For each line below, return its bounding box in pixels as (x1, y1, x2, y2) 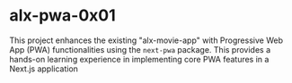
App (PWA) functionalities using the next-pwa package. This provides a (9, 44, 271, 54)
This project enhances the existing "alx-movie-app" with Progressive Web (9, 35, 283, 46)
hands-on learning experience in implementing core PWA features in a (9, 54, 270, 64)
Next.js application (9, 63, 79, 74)
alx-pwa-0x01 (9, 5, 116, 26)
